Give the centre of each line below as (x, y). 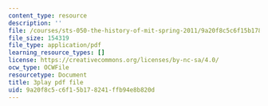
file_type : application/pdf (55, 45)
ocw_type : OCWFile (39, 68)
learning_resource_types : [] (57, 53)
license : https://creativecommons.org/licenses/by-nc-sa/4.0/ (114, 61)
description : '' (35, 23)
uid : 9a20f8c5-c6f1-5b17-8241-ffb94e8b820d (82, 90)
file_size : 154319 (39, 38)
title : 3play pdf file (46, 82)
